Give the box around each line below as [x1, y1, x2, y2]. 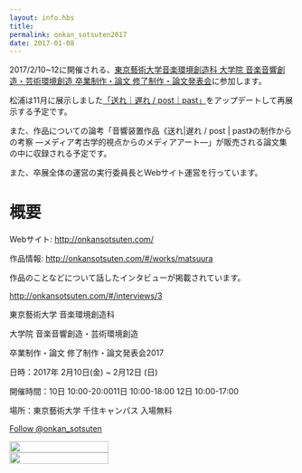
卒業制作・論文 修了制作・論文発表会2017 [9, 347, 165, 358]
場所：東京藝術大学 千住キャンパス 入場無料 [9, 405, 173, 416]
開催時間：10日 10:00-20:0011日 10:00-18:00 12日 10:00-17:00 [9, 386, 240, 397]
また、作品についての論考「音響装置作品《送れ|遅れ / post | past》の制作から [9, 126, 292, 137]
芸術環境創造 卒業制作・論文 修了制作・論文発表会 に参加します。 [24, 76, 267, 87]
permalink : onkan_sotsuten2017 [9, 30, 127, 39]
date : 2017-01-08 [9, 38, 75, 48]
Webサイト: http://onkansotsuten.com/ [9, 234, 154, 245]
